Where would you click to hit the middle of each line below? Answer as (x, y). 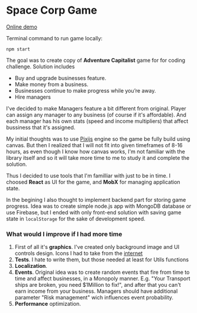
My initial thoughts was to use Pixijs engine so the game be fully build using (98, 139)
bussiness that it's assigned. (41, 127)
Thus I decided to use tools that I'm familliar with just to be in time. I (88, 175)
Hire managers (33, 97)
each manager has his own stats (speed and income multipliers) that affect (97, 121)
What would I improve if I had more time (64, 234)
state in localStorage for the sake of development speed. (76, 219)
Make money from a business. (51, 84)
